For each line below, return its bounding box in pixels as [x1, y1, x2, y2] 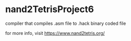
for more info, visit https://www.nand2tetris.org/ [5, 30, 105, 36]
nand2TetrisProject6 [5, 4, 94, 15]
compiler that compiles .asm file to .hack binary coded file [5, 20, 126, 26]
